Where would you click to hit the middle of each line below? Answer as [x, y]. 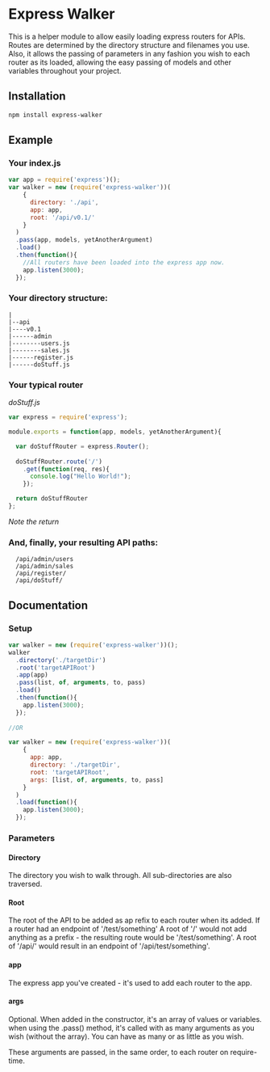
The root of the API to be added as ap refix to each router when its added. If [134, 920]
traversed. [25, 884]
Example [31, 140]
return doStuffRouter [52, 499]
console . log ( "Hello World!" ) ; [80, 477]
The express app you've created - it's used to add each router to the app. [130, 982]
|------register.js [41, 357]
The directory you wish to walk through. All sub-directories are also [120, 876]
